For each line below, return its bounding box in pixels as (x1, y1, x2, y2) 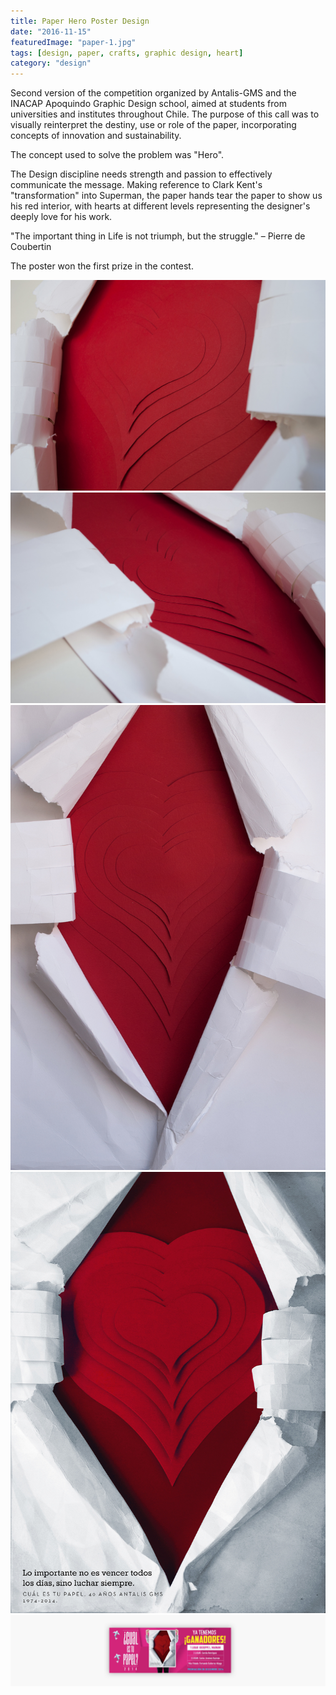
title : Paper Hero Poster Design (10, 16, 150, 26)
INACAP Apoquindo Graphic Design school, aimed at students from (10, 98, 287, 110)
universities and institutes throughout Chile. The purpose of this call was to (10, 108, 320, 120)
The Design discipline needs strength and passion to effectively (10, 168, 273, 180)
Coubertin (10, 241, 52, 253)
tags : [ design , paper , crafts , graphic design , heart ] (10, 48, 244, 58)
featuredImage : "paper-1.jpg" (10, 37, 137, 47)
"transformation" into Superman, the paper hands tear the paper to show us (10, 190, 323, 202)
